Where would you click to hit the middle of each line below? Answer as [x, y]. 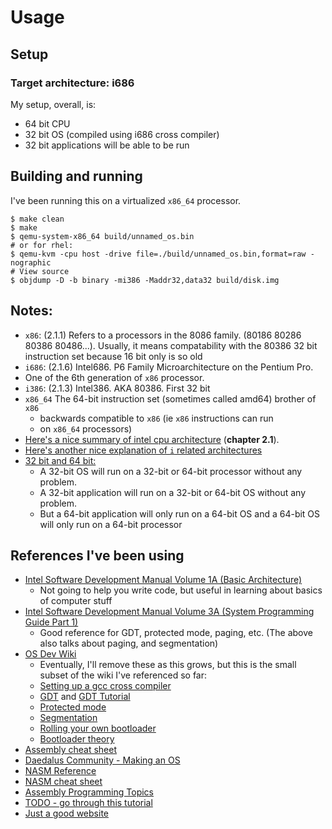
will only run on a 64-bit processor [111, 524]
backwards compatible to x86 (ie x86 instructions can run [156, 418]
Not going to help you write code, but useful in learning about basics [181, 590]
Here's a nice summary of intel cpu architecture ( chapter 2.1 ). [152, 439]
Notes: [31, 311]
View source [44, 271]
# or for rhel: [42, 245]
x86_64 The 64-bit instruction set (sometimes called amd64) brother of [170, 398]
